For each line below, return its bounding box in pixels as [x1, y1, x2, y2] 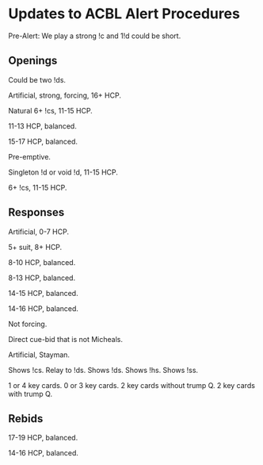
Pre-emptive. [8, 152, 51, 161]
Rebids [8, 412, 44, 425]
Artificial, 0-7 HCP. [8, 227, 70, 236]
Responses [8, 206, 65, 219]
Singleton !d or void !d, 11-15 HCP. [8, 167, 119, 177]
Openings [8, 54, 58, 67]
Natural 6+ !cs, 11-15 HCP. [8, 106, 93, 115]
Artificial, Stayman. [8, 350, 70, 359]
